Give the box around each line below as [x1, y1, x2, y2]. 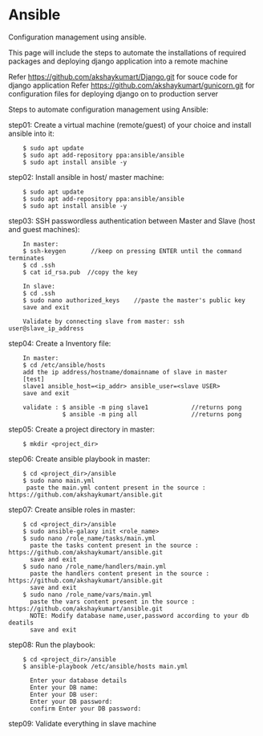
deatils [8, 619, 34, 627]
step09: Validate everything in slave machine [8, 718, 156, 728]
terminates [8, 254, 45, 262]
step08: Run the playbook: [8, 640, 96, 649]
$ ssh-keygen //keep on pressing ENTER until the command [22, 247, 242, 255]
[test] [22, 375, 45, 383]
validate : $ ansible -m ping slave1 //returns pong [22, 403, 242, 411]
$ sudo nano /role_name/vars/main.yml [22, 591, 152, 599]
